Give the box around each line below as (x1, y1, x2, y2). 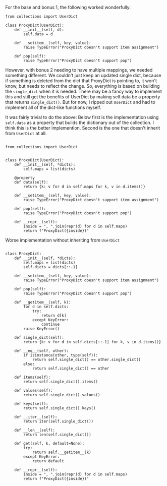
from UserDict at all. (5, 131, 47, 136)
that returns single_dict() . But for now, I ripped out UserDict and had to (5, 99, 155, 105)
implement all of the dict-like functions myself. (5, 104, 101, 110)
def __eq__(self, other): (14, 348, 69, 353)
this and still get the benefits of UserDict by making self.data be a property (5, 94, 160, 100)
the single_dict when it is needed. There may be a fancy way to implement (5, 88, 162, 94)
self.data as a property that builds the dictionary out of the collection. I (5, 119, 154, 126)
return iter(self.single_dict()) (23, 419, 94, 424)
